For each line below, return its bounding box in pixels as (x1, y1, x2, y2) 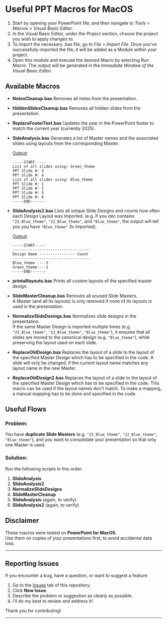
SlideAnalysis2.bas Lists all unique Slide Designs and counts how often (12, 208, 160, 213)
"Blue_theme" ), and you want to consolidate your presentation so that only (5, 436, 157, 442)
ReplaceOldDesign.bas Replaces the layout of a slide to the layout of (12, 349, 155, 355)
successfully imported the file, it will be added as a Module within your (12, 46, 157, 52)
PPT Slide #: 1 (12, 181, 44, 187)
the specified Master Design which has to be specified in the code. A (12, 354, 154, 360)
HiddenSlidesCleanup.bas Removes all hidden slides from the (12, 105, 141, 111)
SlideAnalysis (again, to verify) (12, 496, 77, 502)
